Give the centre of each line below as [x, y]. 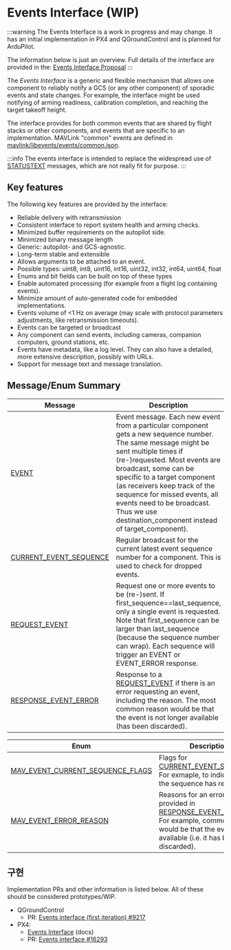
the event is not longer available [167, 717]
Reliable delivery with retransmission [69, 217]
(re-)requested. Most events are [168, 460]
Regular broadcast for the [157, 540]
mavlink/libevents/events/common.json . [64, 145]
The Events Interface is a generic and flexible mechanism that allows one [111, 80]
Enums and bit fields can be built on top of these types [95, 276]
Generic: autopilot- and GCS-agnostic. [71, 247]
